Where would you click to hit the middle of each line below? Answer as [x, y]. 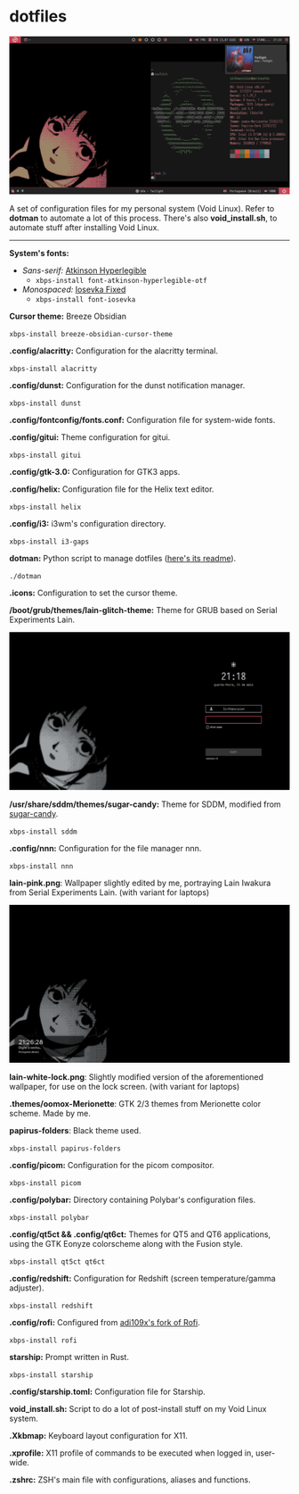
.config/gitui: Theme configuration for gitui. [90, 437]
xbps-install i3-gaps [49, 542]
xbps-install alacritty [53, 369]
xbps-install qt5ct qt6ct [57, 1262]
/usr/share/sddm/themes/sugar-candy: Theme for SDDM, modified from [145, 804]
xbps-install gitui [45, 455]
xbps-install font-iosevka [85, 299]
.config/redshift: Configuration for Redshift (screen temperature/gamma [142, 1278]
